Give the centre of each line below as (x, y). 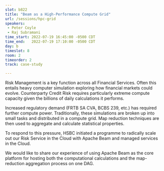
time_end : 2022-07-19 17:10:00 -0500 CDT (50, 42)
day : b (12, 46)
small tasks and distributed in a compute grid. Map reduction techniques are (82, 118)
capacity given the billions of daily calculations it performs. (65, 98)
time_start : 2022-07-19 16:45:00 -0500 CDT (50, 37)
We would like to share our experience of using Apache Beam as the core (79, 153)
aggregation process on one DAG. (60, 164)
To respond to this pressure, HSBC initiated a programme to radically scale (81, 133)
